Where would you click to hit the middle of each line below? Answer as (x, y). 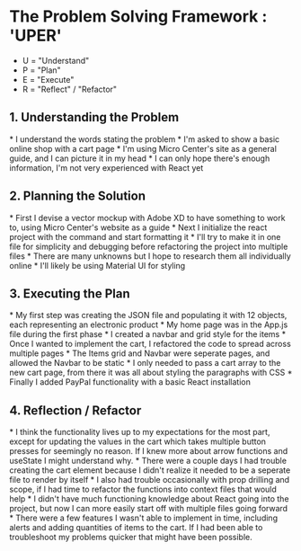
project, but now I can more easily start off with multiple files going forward (149, 509)
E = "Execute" (48, 79)
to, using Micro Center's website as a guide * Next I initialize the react (138, 227)
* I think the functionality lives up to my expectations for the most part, (140, 432)
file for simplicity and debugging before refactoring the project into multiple (149, 246)
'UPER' (36, 36)
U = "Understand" (56, 60)
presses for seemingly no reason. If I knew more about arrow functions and (149, 451)
